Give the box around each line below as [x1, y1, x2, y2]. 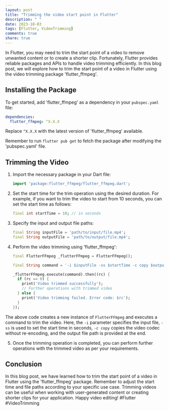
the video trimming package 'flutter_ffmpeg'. [5, 71, 98, 77]
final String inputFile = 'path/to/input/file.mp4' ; [12, 230, 126, 235]
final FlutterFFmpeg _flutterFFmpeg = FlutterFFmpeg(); [12, 254, 133, 259]
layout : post [5, 7, 33, 13]
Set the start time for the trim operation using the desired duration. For [12, 190, 159, 196]
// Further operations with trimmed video [22, 286, 112, 291]
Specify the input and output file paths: [12, 220, 94, 226]
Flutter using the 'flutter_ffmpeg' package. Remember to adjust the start [5, 379, 155, 385]
